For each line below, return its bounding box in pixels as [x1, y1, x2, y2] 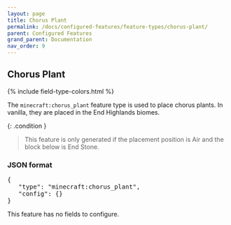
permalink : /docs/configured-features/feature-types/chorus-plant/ [7, 23, 209, 30]
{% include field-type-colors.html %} [7, 87, 114, 95]
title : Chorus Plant [7, 17, 68, 24]
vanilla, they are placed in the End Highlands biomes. [7, 108, 160, 116]
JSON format [7, 160, 52, 170]
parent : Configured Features [7, 29, 92, 37]
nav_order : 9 [7, 43, 45, 50]
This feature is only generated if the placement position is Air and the [24, 135, 224, 143]
